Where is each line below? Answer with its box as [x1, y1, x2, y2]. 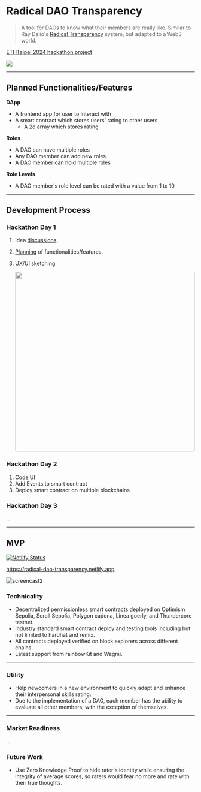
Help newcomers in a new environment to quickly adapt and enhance [14, 685, 186, 692]
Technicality [6, 592, 44, 600]
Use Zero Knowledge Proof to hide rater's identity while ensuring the [14, 766, 185, 774]
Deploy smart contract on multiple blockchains [14, 486, 130, 493]
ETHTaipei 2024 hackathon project [6, 48, 93, 55]
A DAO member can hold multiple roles [14, 159, 111, 166]
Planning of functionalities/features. [14, 248, 103, 255]
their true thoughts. [14, 779, 63, 787]
